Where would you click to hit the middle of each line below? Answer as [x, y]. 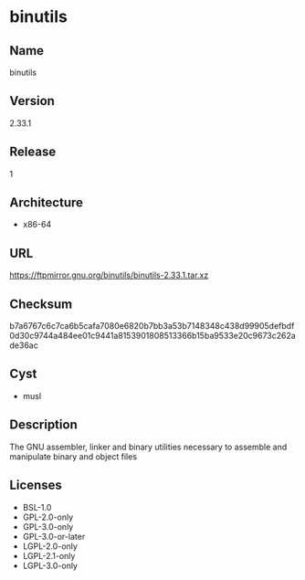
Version [32, 101]
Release [33, 152]
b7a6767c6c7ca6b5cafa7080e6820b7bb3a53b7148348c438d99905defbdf [152, 326]
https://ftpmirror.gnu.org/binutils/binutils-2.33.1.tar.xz [109, 275]
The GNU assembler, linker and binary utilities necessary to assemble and [148, 447]
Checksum [41, 304]
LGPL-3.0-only [50, 565]
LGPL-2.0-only [50, 546]
